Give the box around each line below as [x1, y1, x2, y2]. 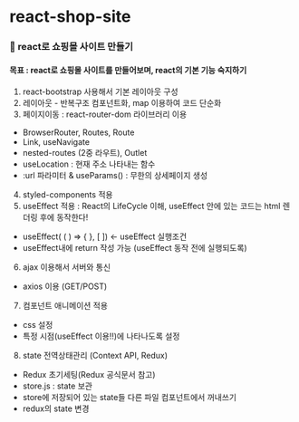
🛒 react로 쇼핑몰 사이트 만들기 [9, 41, 134, 53]
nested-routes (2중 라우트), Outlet [22, 148, 148, 158]
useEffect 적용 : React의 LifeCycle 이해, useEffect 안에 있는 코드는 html [22, 201, 281, 212]
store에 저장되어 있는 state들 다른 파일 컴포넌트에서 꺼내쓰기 [22, 392, 237, 403]
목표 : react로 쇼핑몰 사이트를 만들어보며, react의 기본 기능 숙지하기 [9, 64, 247, 75]
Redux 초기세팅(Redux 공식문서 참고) [22, 369, 156, 380]
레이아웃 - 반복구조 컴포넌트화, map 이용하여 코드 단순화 [22, 98, 222, 109]
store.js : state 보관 [22, 380, 93, 391]
